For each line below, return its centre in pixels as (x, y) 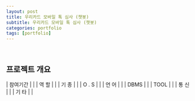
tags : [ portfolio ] (29, 33)
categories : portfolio (34, 28)
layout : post (22, 11)
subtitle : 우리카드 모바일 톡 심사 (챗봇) (52, 22)
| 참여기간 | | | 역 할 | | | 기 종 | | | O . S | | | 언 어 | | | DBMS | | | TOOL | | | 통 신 (98, 85)
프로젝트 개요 (29, 69)
